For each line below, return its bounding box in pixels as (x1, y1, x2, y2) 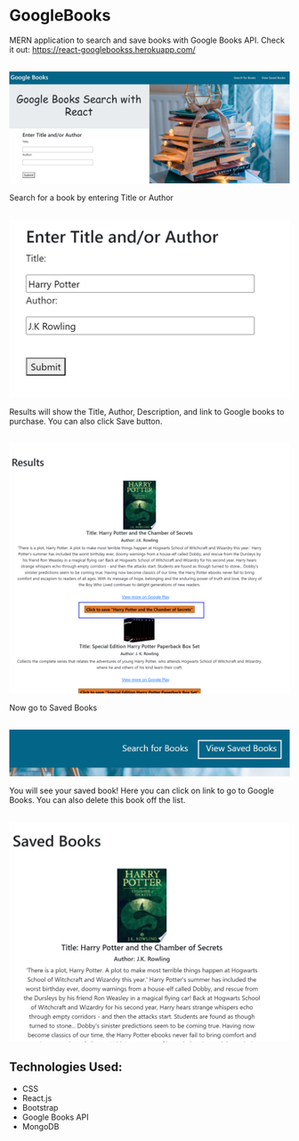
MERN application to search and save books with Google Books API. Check (9, 35, 285, 45)
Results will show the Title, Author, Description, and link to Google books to (9, 406, 285, 417)
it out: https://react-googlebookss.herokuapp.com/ (9, 44, 196, 54)
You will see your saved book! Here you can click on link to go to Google (9, 785, 274, 796)
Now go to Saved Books (9, 702, 98, 713)
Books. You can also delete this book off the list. (9, 794, 186, 805)
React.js (21, 1092, 53, 1104)
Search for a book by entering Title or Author (9, 192, 174, 203)
